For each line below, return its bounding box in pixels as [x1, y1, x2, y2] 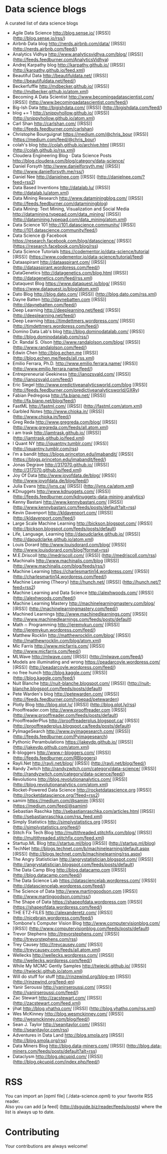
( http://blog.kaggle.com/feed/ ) [12, 675, 75, 681]
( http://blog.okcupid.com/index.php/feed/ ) [12, 1059, 100, 1065]
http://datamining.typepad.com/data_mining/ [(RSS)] [12, 211, 121, 217]
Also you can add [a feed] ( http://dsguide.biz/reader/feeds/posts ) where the [5, 1103, 162, 1109]
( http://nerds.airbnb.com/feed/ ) [12, 46, 77, 52]
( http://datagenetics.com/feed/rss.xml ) [12, 275, 93, 281]
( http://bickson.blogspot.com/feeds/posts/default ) [12, 525, 116, 531]
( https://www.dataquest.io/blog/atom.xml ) [12, 285, 99, 292]
